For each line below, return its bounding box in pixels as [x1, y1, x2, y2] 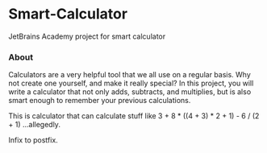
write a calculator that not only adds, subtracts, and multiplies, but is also [8, 87, 252, 97]
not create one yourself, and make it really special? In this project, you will [8, 78, 254, 89]
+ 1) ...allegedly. [8, 120, 60, 130]
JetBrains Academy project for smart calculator [8, 31, 166, 41]
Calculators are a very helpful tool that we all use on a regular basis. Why [8, 70, 252, 80]
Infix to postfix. [8, 135, 58, 145]
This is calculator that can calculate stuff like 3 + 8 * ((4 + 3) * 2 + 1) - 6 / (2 [8, 111, 260, 121]
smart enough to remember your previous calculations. [8, 96, 191, 105]
